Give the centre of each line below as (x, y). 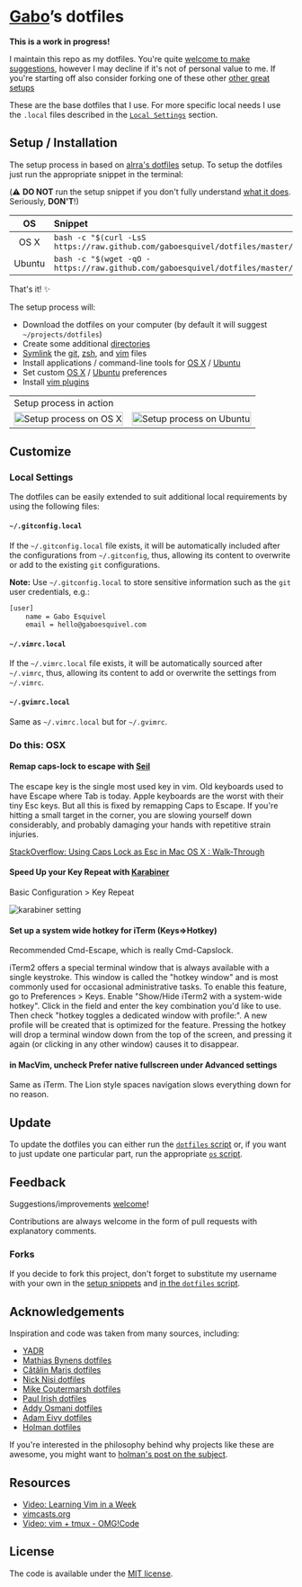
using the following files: (55, 507)
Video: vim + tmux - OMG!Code (80, 1523)
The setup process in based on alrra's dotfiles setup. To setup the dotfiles (146, 165)
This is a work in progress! (60, 41)
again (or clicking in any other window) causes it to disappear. (124, 1044)
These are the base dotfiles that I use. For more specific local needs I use (145, 104)
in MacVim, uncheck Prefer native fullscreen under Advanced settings (143, 1065)
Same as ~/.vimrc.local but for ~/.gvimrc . (89, 721)
